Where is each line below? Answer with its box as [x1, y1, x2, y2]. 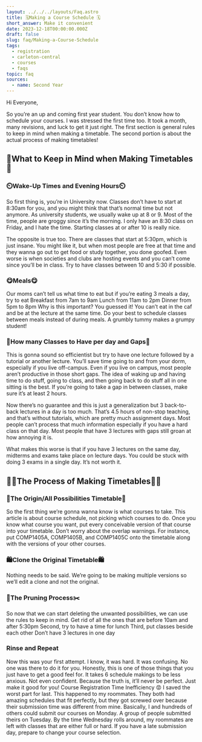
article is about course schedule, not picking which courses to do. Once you [6, 514, 197, 521]
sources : [6, 76, 28, 82]
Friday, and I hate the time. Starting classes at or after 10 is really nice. [6, 224, 181, 231]
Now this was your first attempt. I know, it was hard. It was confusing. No [6, 658, 189, 665]
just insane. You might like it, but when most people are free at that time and [6, 242, 196, 249]
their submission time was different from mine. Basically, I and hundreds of [6, 703, 192, 710]
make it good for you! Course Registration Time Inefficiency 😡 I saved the [6, 683, 191, 691]
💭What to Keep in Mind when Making [6, 154, 148, 164]
